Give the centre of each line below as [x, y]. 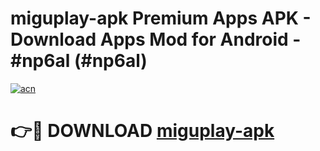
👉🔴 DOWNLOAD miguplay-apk [142, 131]
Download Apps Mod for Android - [156, 39]
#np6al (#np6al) [79, 61]
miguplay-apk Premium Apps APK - [161, 18]
